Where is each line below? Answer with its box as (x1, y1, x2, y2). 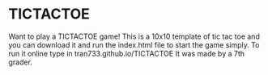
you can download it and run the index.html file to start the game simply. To (8, 40, 260, 49)
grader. (8, 57, 32, 67)
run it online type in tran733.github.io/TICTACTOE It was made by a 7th (8, 48, 245, 58)
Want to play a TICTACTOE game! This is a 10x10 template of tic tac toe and (8, 31, 261, 41)
